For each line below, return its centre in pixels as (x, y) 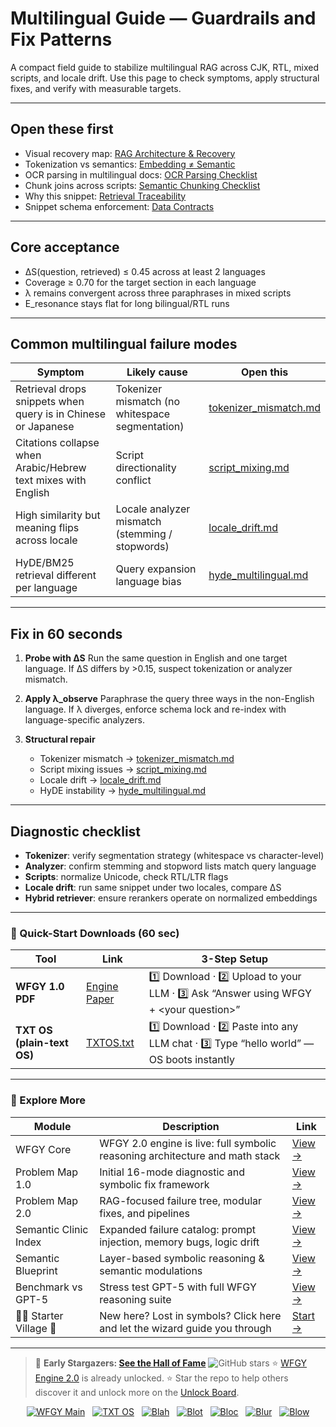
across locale (46, 540)
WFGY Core (43, 1149)
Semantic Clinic (52, 1229)
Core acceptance (65, 247)
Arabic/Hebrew (51, 468)
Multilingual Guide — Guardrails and (163, 18)
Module (52, 1126)
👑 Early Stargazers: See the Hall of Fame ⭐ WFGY (171, 1363)
